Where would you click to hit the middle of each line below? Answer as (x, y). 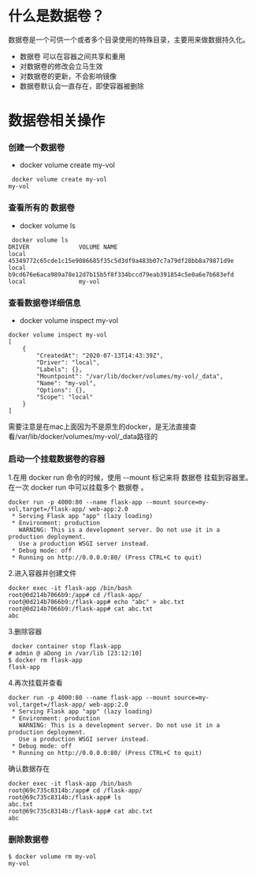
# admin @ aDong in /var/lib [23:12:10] (76, 653)
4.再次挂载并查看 (35, 683)
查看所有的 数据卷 (41, 208)
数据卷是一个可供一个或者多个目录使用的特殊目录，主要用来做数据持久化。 (129, 39)
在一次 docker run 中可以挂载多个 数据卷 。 (78, 487)
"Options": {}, (61, 391)
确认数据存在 (29, 769)
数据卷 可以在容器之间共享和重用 (72, 56)
